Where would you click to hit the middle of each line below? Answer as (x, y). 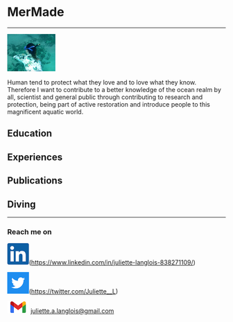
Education (30, 133)
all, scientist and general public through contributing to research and (105, 97)
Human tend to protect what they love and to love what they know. (102, 82)
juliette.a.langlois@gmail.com (72, 311)
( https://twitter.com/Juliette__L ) (74, 292)
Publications (35, 181)
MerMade (36, 12)
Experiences (35, 157)
